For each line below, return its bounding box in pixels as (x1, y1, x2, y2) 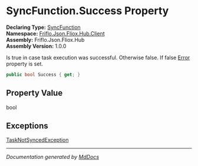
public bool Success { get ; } (6, 71, 81, 77)
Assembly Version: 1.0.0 (6, 43, 67, 50)
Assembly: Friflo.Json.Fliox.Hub (6, 36, 85, 43)
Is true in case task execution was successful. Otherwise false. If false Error (6, 54, 190, 61)
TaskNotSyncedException (6, 136, 69, 144)
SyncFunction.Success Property (6, 4, 169, 18)
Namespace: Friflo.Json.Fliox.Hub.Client (6, 30, 105, 37)
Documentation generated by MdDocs (6, 154, 99, 161)
